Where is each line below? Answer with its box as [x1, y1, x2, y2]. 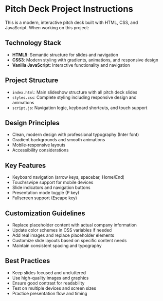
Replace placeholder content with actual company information [12, 222, 137, 227]
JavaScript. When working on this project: [5, 24, 89, 30]
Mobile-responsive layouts [12, 142, 66, 148]
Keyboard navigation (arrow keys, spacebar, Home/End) [12, 174, 125, 180]
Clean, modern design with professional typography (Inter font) [12, 132, 139, 137]
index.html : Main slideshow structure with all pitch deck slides [12, 89, 138, 95]
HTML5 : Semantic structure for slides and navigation [12, 52, 118, 57]
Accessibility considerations [12, 147, 69, 153]
